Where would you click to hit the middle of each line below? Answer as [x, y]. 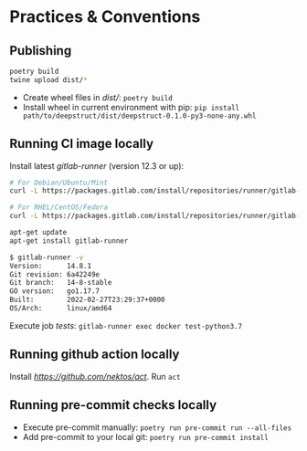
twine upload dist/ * [49, 79]
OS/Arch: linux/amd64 [61, 309]
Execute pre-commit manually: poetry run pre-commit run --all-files [157, 427]
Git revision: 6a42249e [55, 274]
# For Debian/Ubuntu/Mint [58, 183]
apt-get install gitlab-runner [69, 241]
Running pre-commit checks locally [113, 405]
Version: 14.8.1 [51, 266]
